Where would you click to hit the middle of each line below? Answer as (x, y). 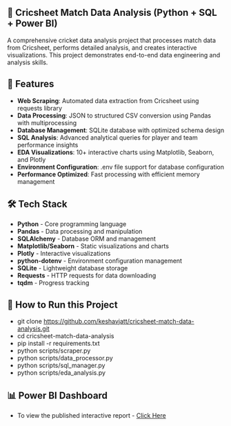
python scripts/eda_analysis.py (61, 373)
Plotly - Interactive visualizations (64, 254)
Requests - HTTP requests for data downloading (87, 276)
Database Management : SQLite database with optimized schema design (121, 130)
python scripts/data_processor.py (65, 358)
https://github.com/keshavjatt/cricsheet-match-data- (119, 322)
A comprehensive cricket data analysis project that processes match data (111, 40)
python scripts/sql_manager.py (61, 365)
